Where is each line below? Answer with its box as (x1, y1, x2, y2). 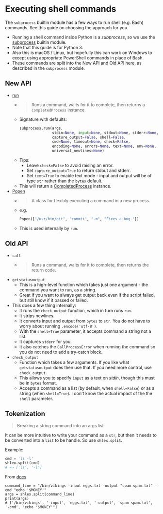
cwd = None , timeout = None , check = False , (51, 139, 130, 144)
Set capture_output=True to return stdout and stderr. (26, 168, 131, 173)
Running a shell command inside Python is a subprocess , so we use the (12, 34, 155, 40)
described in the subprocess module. (12, 65, 85, 71)
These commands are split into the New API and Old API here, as (12, 60, 142, 66)
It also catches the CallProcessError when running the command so (19, 343, 156, 349)
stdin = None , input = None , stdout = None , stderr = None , (51, 130, 159, 135)
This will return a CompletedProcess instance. (19, 183, 112, 189)
